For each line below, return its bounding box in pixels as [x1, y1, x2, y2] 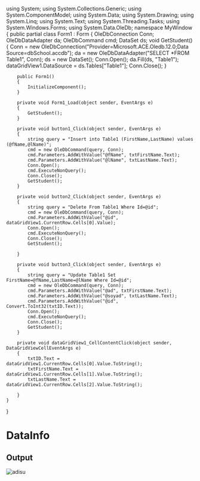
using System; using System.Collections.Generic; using [6, 5, 142, 12]
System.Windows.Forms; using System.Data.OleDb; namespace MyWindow [6, 24, 193, 31]
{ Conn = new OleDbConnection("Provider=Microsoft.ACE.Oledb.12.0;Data [6, 43, 189, 50]
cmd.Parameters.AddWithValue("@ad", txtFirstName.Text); [27, 288, 172, 294]
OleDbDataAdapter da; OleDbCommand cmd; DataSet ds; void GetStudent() [6, 37, 193, 44]
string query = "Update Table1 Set [27, 272, 116, 278]
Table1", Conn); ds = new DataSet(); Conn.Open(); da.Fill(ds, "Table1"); [6, 56, 179, 63]
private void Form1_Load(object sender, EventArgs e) [17, 100, 153, 106]
